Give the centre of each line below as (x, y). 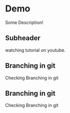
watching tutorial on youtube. (35, 50)
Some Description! (24, 22)
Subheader (23, 38)
